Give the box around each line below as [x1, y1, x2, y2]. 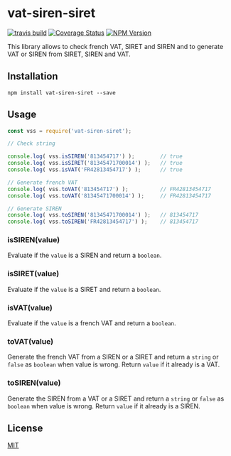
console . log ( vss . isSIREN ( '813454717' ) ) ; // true [7, 153, 183, 161]
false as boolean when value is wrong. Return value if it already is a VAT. [7, 360, 220, 369]
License [7, 423, 43, 435]
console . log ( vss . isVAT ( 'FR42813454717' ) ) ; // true [7, 166, 183, 173]
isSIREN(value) [7, 235, 60, 245]
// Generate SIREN [7, 205, 62, 212]
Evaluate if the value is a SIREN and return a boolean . [7, 251, 162, 260]
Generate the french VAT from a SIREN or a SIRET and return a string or [7, 353, 219, 362]
